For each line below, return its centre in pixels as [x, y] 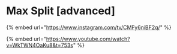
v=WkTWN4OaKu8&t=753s [40, 45]
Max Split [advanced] [61, 11]
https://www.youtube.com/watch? [88, 39]
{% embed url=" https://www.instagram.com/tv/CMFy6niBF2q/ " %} [89, 27]
